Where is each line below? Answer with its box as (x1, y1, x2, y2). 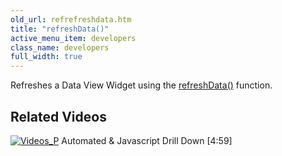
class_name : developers (10, 42, 110, 53)
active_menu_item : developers (10, 33, 137, 43)
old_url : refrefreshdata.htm (10, 14, 132, 25)
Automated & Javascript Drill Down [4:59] (61, 134, 233, 146)
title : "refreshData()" (10, 24, 110, 34)
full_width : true (10, 52, 83, 62)
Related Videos (10, 108, 107, 125)
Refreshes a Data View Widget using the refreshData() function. (10, 79, 273, 91)
